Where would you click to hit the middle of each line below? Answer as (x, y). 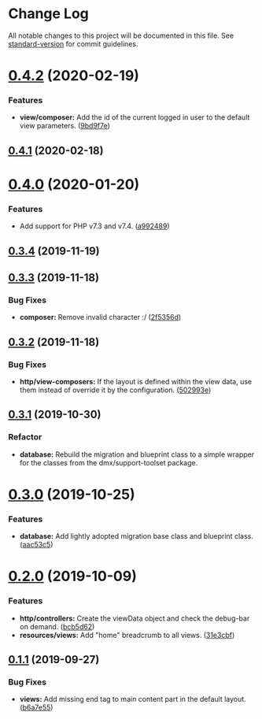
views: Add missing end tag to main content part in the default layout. (133, 699)
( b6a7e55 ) (36, 708)
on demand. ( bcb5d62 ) (57, 626)
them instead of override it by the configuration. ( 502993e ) (115, 390)
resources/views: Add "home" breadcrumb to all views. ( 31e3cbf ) (127, 635)
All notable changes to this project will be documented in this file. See (121, 35)
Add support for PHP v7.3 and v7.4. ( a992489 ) (95, 226)
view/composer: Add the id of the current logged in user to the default (135, 117)
